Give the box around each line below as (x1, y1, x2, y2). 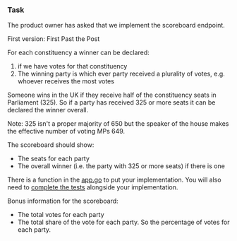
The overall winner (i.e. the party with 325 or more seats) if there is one (17, 162, 226, 170)
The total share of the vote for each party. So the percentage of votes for (17, 218, 230, 227)
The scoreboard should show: (7, 141, 95, 149)
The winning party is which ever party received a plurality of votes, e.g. (17, 69, 226, 78)
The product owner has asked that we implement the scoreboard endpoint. (7, 21, 226, 30)
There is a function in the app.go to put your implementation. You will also (7, 175, 221, 184)
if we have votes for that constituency (17, 62, 128, 71)
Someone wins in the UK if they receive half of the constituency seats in (7, 90, 217, 100)
